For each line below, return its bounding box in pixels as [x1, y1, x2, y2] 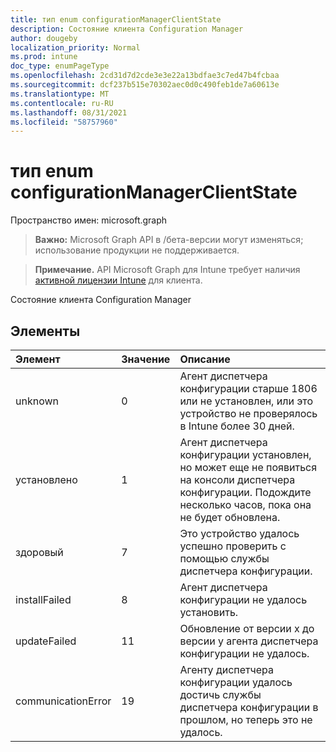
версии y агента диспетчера [179, 634, 319, 648]
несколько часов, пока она [179, 498, 312, 511]
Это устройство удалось [179, 527, 300, 540]
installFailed [15, 593, 72, 606]
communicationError [15, 694, 112, 708]
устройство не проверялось [179, 407, 318, 420]
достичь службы [179, 688, 262, 701]
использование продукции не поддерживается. [34, 244, 240, 256]
